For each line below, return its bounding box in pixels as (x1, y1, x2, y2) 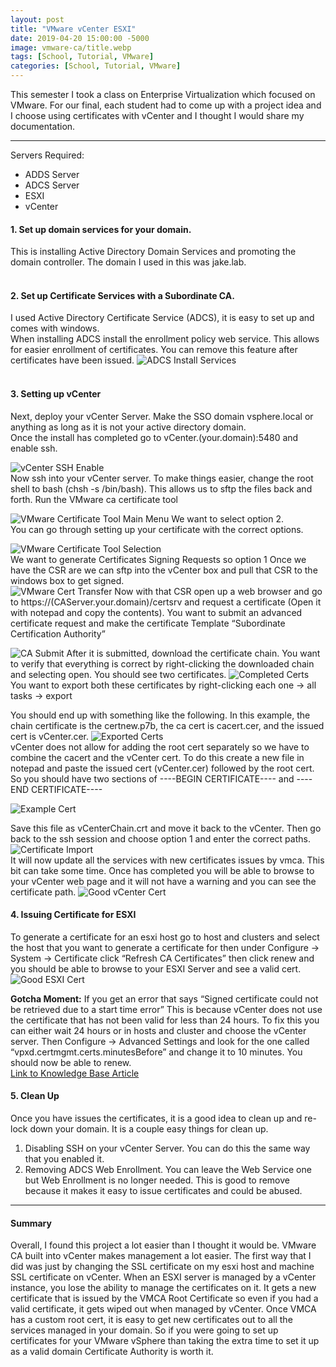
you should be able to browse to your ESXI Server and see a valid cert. (10, 962, 302, 975)
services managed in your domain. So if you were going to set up (10, 1324, 279, 1336)
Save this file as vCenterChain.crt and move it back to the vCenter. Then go (10, 822, 322, 834)
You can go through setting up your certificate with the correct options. (10, 523, 304, 535)
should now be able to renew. (10, 1056, 132, 1068)
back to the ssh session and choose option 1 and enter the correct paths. (10, 832, 311, 845)
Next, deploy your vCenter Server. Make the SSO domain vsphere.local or (10, 410, 314, 422)
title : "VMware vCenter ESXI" (10, 24, 137, 34)
